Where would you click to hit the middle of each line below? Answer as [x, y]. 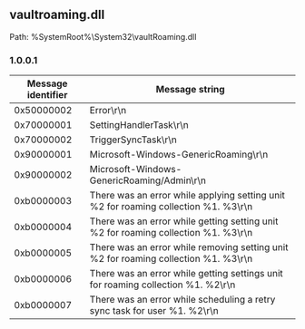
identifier [47, 95]
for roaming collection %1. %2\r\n [162, 285]
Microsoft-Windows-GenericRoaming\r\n [179, 155]
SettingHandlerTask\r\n [139, 125]
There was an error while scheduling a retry [182, 300]
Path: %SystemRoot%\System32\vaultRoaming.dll [103, 36]
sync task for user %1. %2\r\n [154, 311]
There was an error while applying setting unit [187, 196]
